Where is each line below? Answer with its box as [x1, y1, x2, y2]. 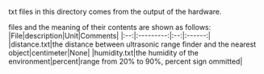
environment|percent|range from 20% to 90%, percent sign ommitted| [8, 56, 243, 66]
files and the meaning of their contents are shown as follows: [8, 23, 212, 31]
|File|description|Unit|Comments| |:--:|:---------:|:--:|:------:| [8, 31, 212, 40]
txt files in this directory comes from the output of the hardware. [8, 7, 222, 16]
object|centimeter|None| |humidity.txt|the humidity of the [8, 48, 199, 57]
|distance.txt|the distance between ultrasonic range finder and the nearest [8, 39, 257, 49]
